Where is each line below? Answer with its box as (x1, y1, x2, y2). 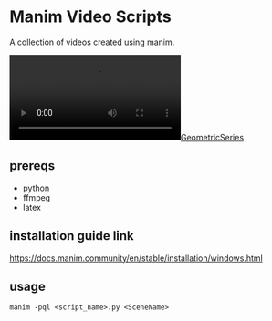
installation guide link (9, 228, 134, 243)
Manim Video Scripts (9, 6, 172, 27)
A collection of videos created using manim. (9, 36, 175, 47)
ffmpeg (22, 192, 51, 202)
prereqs (9, 158, 56, 174)
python (22, 182, 50, 193)
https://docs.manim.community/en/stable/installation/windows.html (9, 253, 263, 264)
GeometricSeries (181, 131, 245, 142)
